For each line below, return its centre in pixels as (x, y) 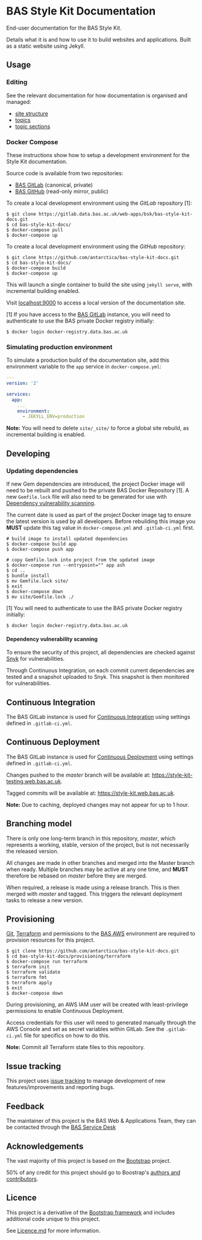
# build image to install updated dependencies (67, 539)
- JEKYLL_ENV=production (53, 417)
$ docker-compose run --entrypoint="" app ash (66, 565)
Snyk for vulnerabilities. (36, 659)
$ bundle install (28, 576)
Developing (28, 453)
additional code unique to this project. (53, 1219)
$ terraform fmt (27, 978)
